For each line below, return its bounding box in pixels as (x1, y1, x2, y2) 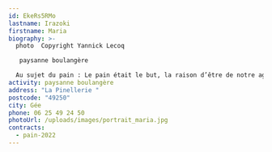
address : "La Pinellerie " (8, 86, 100, 94)
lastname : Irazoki (8, 19, 70, 27)
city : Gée (8, 101, 42, 109)
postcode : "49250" (8, 94, 70, 102)
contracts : (8, 124, 45, 132)
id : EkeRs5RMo (8, 11, 57, 20)
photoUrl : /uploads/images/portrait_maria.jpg (8, 116, 168, 125)
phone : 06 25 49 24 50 (8, 108, 85, 117)
